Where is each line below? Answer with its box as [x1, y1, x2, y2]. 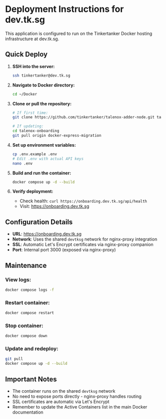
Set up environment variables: [12, 142, 76, 148]
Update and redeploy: [5, 345, 58, 352]
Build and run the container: [12, 170, 71, 176]
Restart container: [5, 299, 50, 306]
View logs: [5, 276, 31, 283]
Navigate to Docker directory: [12, 82, 75, 88]
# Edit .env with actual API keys [12, 156, 84, 161]
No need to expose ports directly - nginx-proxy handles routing [12, 393, 142, 399]
